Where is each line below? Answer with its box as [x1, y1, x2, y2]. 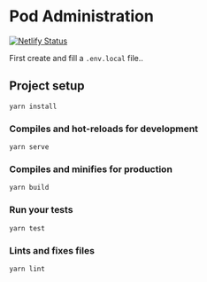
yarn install [9, 102, 57, 111]
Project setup [9, 78, 86, 94]
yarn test [9, 223, 46, 232]
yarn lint [9, 264, 46, 273]
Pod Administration [9, 6, 155, 27]
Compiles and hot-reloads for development [9, 122, 199, 135]
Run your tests [9, 204, 73, 216]
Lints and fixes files [9, 244, 96, 256]
